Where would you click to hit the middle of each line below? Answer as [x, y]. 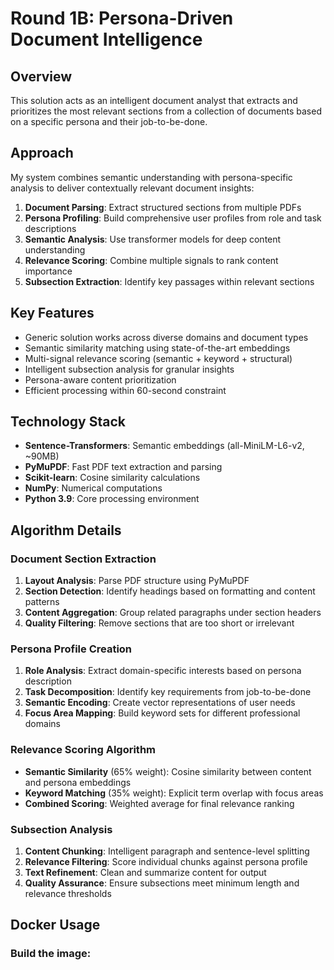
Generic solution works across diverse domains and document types [166, 337]
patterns [42, 602]
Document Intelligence [106, 39]
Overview [41, 76]
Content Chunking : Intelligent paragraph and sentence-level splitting [167, 851]
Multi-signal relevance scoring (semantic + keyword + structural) [158, 358]
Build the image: [51, 954]
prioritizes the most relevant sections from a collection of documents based [166, 111]
